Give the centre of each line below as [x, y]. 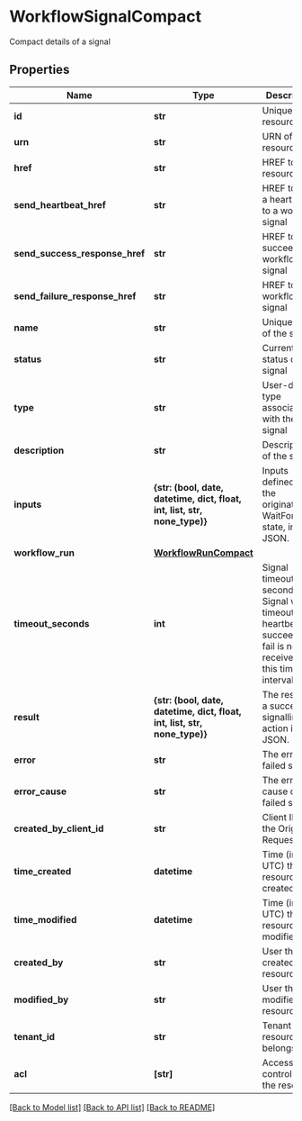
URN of [278, 136]
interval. [279, 680]
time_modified [45, 919]
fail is [273, 646]
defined [278, 482]
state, [274, 527]
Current [278, 348]
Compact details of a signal [60, 41]
